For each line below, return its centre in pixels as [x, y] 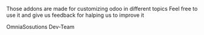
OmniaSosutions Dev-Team [40, 27]
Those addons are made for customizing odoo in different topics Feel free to [102, 9]
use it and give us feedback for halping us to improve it [75, 15]
